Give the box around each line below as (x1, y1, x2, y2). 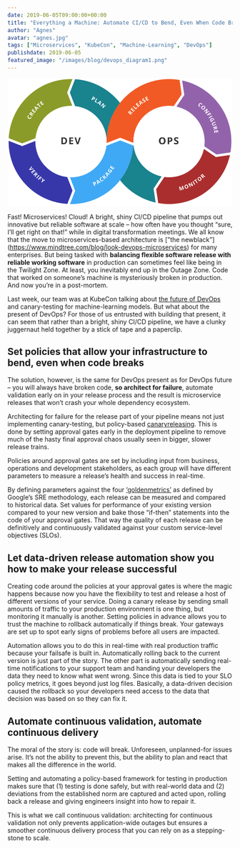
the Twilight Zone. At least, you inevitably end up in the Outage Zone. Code (7, 265, 229, 274)
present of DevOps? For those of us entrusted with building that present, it (7, 309, 226, 318)
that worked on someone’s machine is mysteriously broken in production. (7, 273, 223, 281)
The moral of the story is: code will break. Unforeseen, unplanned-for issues (7, 745, 232, 754)
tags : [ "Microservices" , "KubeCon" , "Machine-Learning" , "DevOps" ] (7, 41, 213, 49)
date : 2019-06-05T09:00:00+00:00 (7, 11, 107, 19)
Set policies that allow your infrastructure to (7, 346, 208, 358)
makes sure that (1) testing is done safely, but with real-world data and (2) (7, 782, 225, 791)
